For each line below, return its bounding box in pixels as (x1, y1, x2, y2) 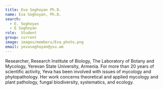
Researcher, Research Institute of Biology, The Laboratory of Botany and (5, 58, 154, 64)
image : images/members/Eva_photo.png (5, 40, 84, 45)
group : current (5, 35, 37, 40)
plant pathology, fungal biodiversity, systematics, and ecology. (5, 79, 134, 85)
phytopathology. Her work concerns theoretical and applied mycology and (5, 74, 158, 80)
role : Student (5, 30, 37, 35)
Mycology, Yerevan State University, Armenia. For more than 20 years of (5, 63, 154, 69)
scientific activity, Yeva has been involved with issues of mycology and (5, 68, 151, 75)
